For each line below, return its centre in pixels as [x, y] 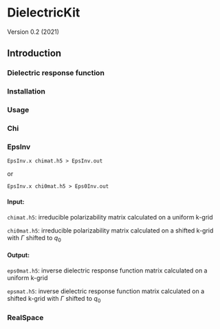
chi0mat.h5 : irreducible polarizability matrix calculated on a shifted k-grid [110, 230]
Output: [18, 255]
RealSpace [25, 318]
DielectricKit [44, 13]
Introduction [34, 53]
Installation [26, 92]
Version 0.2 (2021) [33, 32]
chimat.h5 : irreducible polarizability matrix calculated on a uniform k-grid [110, 217]
